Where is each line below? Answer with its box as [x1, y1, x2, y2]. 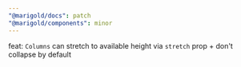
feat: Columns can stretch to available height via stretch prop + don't [8, 41, 234, 50]
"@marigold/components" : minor [8, 19, 113, 27]
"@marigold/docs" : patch [8, 11, 91, 20]
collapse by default [8, 49, 72, 59]
